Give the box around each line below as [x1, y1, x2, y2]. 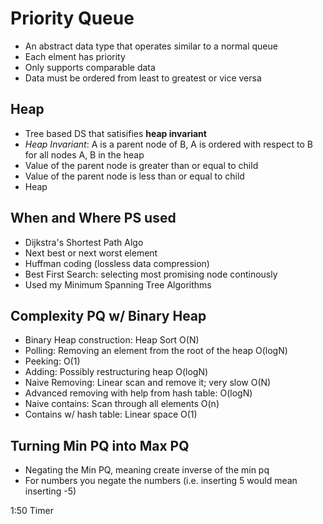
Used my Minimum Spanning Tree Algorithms [24, 278, 212, 291]
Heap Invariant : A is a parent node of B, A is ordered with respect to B [24, 138, 313, 150]
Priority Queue [10, 7, 135, 30]
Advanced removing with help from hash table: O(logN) [24, 387, 253, 399]
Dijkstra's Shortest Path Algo [24, 236, 144, 248]
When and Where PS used [10, 210, 177, 227]
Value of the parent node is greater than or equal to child [24, 159, 259, 171]
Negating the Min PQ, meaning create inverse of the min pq [24, 464, 270, 476]
